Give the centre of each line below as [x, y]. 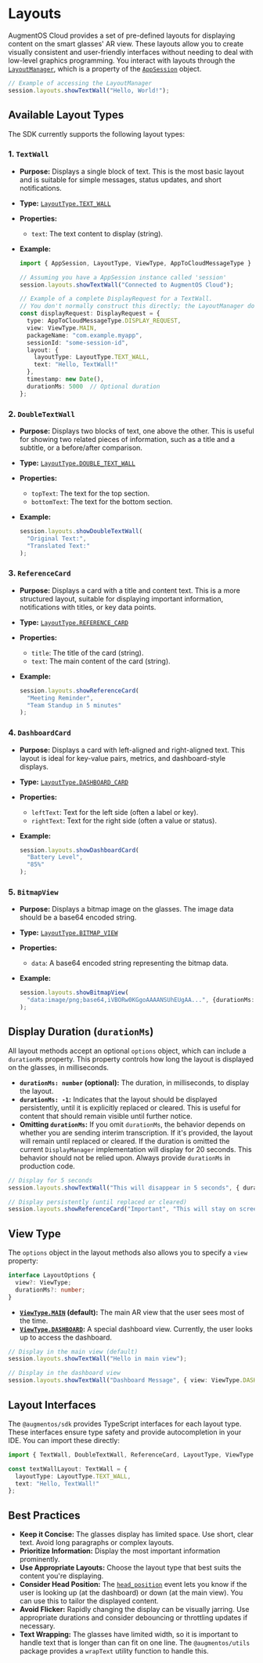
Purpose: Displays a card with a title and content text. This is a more [130, 590]
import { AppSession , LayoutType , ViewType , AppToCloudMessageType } [135, 263]
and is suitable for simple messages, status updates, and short [120, 179]
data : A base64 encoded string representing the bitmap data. [130, 963]
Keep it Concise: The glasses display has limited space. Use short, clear [137, 1534]
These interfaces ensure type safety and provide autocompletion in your [125, 1432]
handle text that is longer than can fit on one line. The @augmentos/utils [135, 1643]
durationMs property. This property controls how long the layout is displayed [131, 1059]
